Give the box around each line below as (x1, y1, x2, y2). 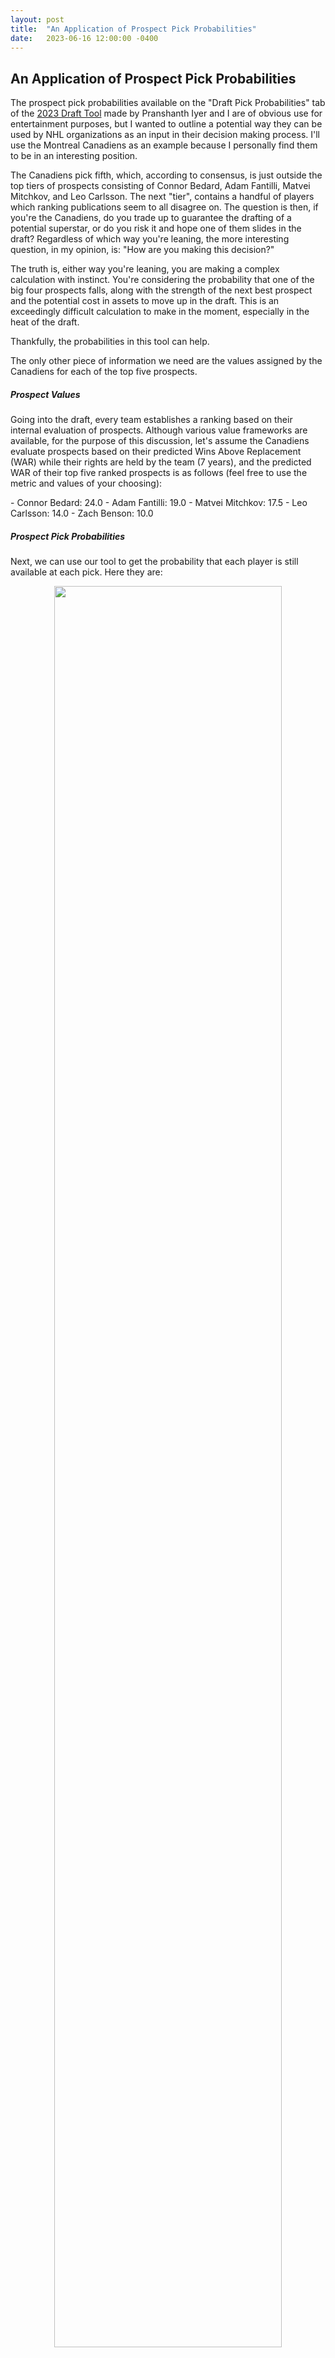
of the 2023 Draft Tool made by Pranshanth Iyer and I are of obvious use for (10, 107, 323, 120)
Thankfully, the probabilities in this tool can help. (10, 336, 210, 348)
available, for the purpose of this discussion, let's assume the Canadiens (10, 435, 310, 447)
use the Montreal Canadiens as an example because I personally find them (10, 139, 318, 151)
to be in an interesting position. (10, 150, 138, 162)
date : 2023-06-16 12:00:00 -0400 (10, 33, 159, 43)
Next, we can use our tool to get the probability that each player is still (10, 556, 299, 568)
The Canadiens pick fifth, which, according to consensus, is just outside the (10, 169, 323, 181)
